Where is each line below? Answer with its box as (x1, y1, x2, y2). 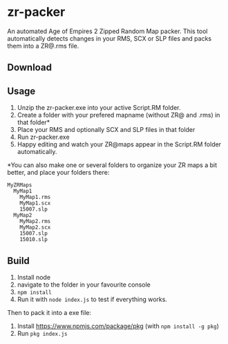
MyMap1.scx (19, 200, 51, 207)
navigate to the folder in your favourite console (17, 280, 151, 289)
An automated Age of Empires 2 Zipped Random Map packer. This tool (7, 27, 208, 35)
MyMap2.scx (19, 224, 51, 231)
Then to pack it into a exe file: (7, 308, 92, 316)
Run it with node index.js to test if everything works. (17, 295, 168, 303)
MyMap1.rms (19, 194, 51, 201)
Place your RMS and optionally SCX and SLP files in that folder (17, 126, 196, 134)
